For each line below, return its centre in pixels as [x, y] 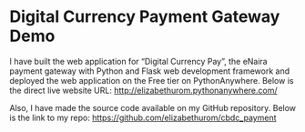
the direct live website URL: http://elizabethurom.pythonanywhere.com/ [143, 90]
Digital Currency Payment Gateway [145, 17]
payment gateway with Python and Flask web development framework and [150, 71]
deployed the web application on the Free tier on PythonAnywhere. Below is [152, 80]
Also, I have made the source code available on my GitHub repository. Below [153, 107]
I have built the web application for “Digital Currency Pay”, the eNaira [138, 61]
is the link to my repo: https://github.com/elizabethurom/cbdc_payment [143, 117]
